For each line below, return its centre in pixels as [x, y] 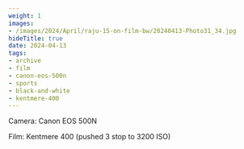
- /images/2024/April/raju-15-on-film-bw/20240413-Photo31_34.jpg [122, 31]
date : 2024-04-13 [38, 46]
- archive [25, 61]
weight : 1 [25, 16]
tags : [17, 53]
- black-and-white [39, 91]
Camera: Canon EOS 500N [53, 121]
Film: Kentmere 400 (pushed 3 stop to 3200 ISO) [90, 137]
